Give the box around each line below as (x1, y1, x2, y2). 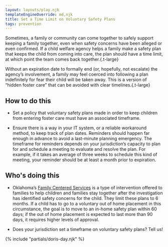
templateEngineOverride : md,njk (5, 12, 73, 17)
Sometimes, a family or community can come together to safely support (5, 35, 154, 41)
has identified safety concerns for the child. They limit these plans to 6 (12, 195, 158, 201)
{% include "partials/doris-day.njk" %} (5, 236, 85, 242)
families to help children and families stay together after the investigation (12, 190, 163, 196)
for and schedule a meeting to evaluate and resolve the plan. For (12, 146, 146, 152)
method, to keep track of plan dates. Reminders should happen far (12, 130, 150, 136)
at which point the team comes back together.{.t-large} (5, 56, 119, 63)
